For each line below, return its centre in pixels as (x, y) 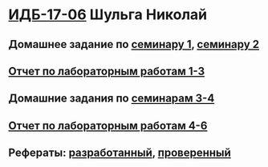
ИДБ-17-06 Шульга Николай (108, 15)
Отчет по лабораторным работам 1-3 (107, 71)
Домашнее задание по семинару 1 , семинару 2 (134, 44)
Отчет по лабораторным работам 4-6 (108, 125)
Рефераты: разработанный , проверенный (120, 153)
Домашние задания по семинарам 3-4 (112, 99)
